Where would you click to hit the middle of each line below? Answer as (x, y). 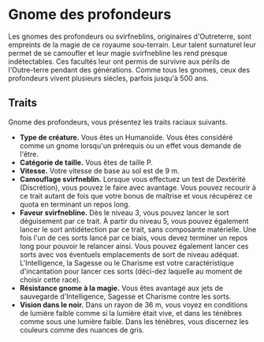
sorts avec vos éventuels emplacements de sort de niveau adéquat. (129, 255)
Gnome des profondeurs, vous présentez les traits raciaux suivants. (118, 122)
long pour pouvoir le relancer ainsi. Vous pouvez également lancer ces (134, 246)
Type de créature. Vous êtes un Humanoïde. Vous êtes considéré (126, 137)
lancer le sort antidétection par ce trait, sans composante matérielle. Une (138, 229)
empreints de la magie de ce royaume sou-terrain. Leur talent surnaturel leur (132, 44)
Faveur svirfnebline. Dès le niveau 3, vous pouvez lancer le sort (124, 212)
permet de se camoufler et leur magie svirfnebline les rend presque (118, 53)
